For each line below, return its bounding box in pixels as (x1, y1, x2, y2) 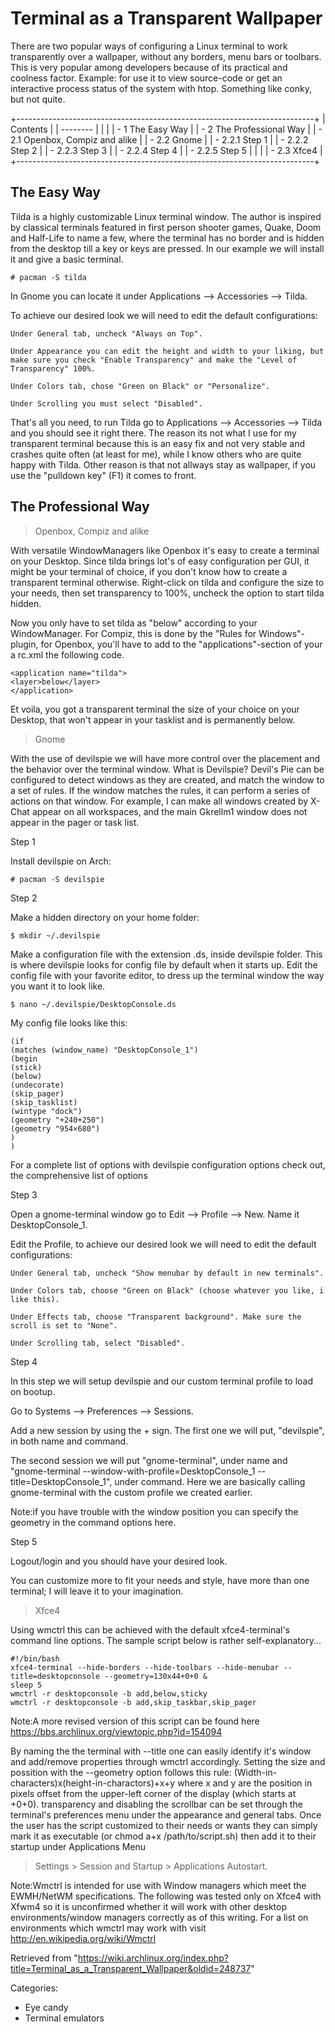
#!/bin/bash (10, 1653, 60, 1664)
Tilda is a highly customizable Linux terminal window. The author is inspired (10, 210, 322, 222)
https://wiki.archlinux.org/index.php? (77, 1952, 229, 1964)
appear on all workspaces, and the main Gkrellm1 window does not (31, 805, 308, 817)
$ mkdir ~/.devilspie (10, 930, 101, 941)
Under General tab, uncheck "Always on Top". (10, 328, 203, 339)
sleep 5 (10, 1680, 43, 1690)
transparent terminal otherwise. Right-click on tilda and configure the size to (10, 576, 325, 588)
